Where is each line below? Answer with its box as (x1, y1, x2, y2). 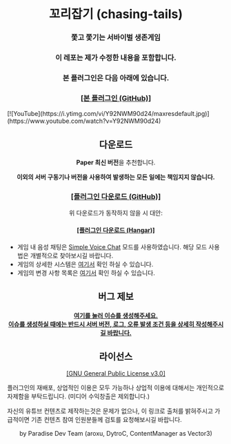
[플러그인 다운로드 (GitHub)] (70, 191, 161, 201)
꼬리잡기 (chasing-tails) (49, 6, 183, 22)
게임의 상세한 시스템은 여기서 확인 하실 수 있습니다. (17, 260, 154, 268)
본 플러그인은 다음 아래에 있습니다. (62, 73, 170, 83)
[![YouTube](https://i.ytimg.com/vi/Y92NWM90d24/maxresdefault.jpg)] (7, 110, 210, 118)
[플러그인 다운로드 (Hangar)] (77, 226, 155, 234)
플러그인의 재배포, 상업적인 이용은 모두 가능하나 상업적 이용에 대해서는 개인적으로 (7, 384, 225, 392)
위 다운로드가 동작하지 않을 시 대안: (68, 209, 163, 218)
